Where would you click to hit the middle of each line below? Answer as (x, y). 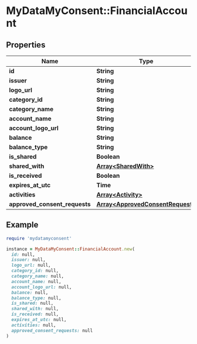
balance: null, (30, 293)
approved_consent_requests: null (52, 331)
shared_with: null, (35, 309)
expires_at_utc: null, (39, 320)
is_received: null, (35, 314)
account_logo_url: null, (42, 287)
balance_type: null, (36, 298)
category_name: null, (38, 276)
